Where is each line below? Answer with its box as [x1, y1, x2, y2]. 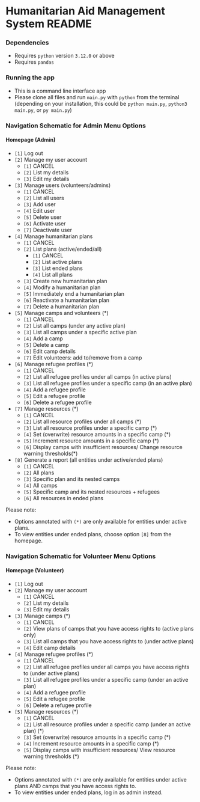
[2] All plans [23, 469, 55, 476]
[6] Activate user [23, 219, 66, 227]
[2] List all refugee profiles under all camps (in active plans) [23, 373, 172, 380]
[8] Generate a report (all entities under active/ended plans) [14, 456, 163, 464]
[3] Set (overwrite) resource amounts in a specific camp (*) [23, 733, 171, 741]
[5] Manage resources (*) [14, 708, 79, 715]
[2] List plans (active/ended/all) [23, 245, 102, 253]
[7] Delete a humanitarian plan [23, 302, 100, 310]
